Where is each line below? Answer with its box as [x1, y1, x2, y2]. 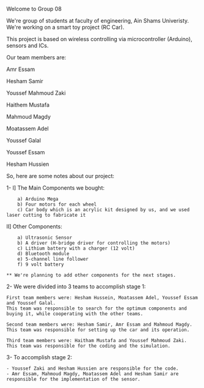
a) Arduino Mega [17, 196, 59, 202]
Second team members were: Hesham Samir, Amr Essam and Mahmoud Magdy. [6, 321, 192, 327]
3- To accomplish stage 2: [6, 354, 72, 360]
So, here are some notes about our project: [6, 173, 115, 179]
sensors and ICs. [6, 42, 49, 49]
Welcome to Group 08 [6, 6, 62, 12]
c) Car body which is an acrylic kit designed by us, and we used [17, 207, 190, 213]
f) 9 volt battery [17, 261, 64, 267]
